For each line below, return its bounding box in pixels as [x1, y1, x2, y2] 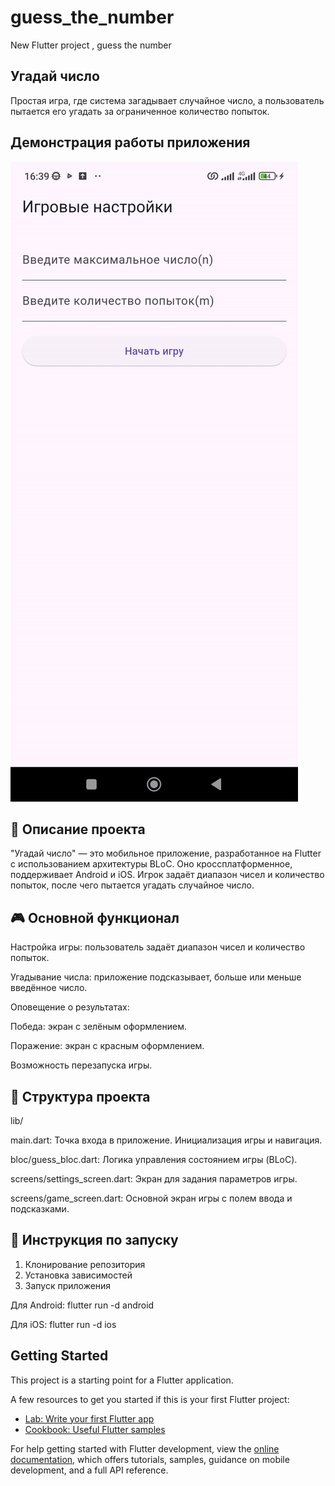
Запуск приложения [24, 1279, 112, 1291]
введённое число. [10, 982, 88, 994]
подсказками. [10, 1203, 70, 1215]
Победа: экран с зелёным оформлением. [10, 1021, 187, 1033]
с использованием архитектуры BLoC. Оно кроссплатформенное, [10, 858, 293, 870]
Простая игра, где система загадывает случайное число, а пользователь [10, 94, 325, 106]
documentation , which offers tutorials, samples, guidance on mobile [10, 1453, 290, 1465]
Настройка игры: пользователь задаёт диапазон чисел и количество [10, 941, 306, 953]
